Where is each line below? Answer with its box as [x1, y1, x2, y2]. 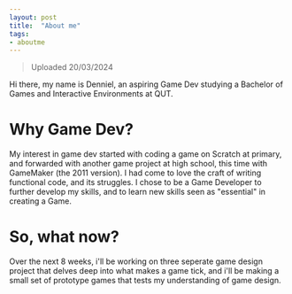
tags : [9, 29, 29, 38]
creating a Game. [9, 196, 73, 206]
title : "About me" [9, 21, 81, 30]
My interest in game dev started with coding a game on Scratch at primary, [9, 149, 282, 159]
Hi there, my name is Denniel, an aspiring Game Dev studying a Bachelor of [9, 79, 283, 89]
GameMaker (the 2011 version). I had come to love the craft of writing [9, 167, 262, 178]
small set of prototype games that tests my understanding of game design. [9, 275, 281, 286]
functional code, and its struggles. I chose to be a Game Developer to [9, 177, 263, 188]
